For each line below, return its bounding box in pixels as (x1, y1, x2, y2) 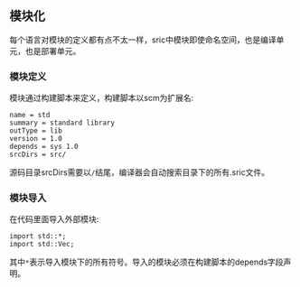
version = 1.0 (9, 134, 63, 143)
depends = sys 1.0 (9, 143, 79, 152)
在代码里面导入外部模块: (9, 214, 99, 225)
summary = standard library (9, 118, 116, 128)
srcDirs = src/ (9, 150, 67, 160)
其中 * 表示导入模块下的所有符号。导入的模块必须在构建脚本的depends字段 (9, 256, 284, 268)
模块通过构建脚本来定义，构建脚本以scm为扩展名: (9, 93, 194, 104)
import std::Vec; (9, 240, 75, 249)
